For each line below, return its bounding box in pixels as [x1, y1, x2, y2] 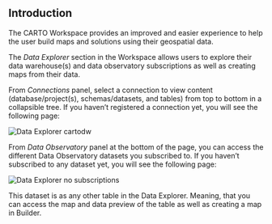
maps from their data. [8, 69, 81, 79]
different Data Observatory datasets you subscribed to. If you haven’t [8, 150, 240, 160]
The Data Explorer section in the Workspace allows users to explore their [8, 52, 253, 61]
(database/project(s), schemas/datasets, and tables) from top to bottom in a [8, 93, 262, 104]
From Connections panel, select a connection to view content [8, 85, 213, 95]
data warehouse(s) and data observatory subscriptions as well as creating [8, 61, 257, 70]
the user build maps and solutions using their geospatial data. [8, 36, 214, 46]
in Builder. [8, 208, 42, 218]
